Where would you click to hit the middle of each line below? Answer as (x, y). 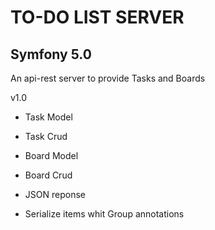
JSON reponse (55, 194)
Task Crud (46, 136)
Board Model (51, 155)
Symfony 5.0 (51, 54)
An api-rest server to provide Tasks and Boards (108, 78)
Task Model (48, 117)
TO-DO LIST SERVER (97, 17)
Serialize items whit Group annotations (104, 214)
